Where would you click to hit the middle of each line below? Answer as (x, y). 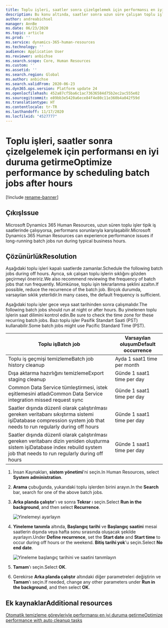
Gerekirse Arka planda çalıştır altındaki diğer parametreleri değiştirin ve (87, 577)
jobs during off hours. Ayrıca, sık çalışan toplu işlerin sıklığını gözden (76, 274)
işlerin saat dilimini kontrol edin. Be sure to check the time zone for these (80, 315)
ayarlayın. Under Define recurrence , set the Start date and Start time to (87, 537)
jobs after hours (39, 183)
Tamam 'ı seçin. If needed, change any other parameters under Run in (84, 582)
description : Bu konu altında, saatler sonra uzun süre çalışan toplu (81, 14)
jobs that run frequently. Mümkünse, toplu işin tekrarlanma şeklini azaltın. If (82, 284)
